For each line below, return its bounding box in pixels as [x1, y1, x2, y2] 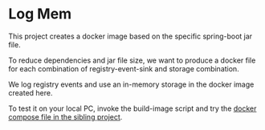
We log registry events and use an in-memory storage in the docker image [8, 79, 255, 89]
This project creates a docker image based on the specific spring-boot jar [8, 31, 253, 41]
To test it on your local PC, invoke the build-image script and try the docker [8, 104, 257, 113]
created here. [8, 87, 53, 97]
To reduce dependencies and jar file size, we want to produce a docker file [8, 55, 256, 65]
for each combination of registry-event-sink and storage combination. [8, 63, 239, 73]
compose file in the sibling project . [8, 112, 123, 121]
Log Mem [8, 5, 72, 23]
